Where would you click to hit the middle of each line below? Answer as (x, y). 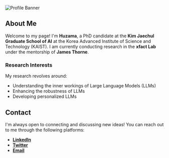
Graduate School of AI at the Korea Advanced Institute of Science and (78, 41)
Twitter (20, 145)
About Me (21, 23)
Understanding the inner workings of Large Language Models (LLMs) (84, 86)
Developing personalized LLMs (45, 96)
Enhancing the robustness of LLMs (49, 91)
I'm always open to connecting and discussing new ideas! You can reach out (84, 124)
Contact (18, 112)
